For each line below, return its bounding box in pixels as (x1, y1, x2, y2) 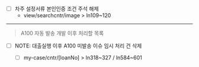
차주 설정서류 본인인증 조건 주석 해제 (14, 5, 99, 12)
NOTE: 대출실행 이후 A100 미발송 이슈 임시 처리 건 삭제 (14, 42, 142, 49)
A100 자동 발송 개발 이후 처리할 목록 (20, 30, 104, 37)
